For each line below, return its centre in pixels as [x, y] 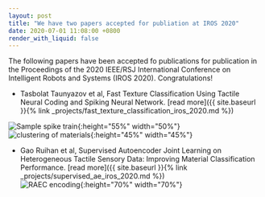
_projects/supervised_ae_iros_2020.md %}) [92, 176]
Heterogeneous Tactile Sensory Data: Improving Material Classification [137, 159]
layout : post [30, 16]
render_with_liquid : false [54, 38]
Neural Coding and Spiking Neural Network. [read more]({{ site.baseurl [138, 102]
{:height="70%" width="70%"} [131, 185]
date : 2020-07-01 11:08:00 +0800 [64, 31]
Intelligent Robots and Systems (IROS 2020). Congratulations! [111, 78]
